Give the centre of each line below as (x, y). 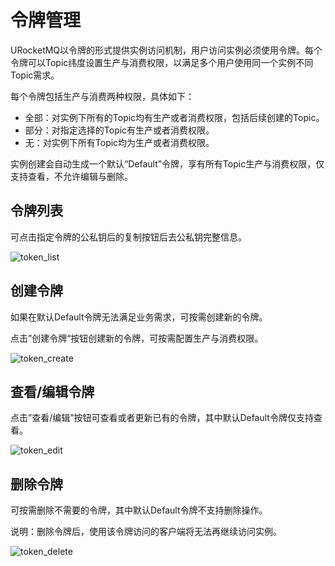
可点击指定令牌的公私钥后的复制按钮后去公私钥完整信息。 (128, 237)
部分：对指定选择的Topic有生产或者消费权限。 (119, 130)
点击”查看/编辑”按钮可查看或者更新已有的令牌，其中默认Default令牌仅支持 (162, 418)
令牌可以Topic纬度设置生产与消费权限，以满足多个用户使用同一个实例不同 (162, 62)
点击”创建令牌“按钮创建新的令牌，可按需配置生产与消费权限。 (137, 338)
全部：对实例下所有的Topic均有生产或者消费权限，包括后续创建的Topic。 (174, 117)
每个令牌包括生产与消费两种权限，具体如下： (102, 96)
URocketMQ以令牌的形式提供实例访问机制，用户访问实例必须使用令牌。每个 (166, 50)
